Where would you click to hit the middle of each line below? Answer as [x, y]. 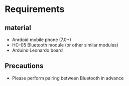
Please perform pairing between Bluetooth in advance [68, 78]
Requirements [35, 9]
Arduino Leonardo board [37, 50]
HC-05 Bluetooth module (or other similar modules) [65, 45]
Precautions [24, 66]
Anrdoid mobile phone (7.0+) [41, 39]
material [18, 28]
